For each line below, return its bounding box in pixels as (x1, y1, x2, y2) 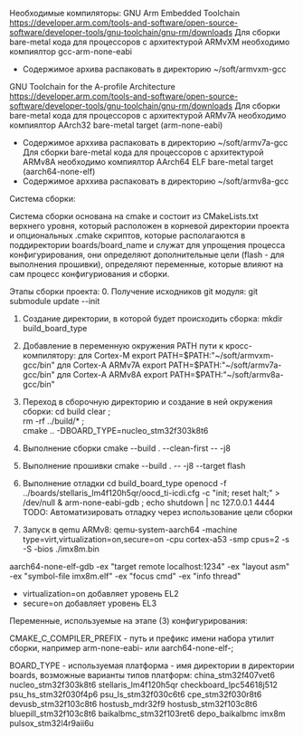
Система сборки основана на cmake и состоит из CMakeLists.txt (9, 211, 260, 221)
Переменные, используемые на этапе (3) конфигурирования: (9, 616, 249, 626)
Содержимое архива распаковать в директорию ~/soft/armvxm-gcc (22, 63, 287, 74)
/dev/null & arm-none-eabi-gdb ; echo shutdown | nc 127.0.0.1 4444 (22, 497, 276, 508)
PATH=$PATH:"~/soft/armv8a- (169, 369, 284, 379)
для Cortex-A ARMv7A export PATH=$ (57, 359, 200, 370)
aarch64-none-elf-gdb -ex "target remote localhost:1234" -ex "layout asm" (9, 561, 290, 571)
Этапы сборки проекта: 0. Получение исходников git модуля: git (9, 286, 259, 297)
